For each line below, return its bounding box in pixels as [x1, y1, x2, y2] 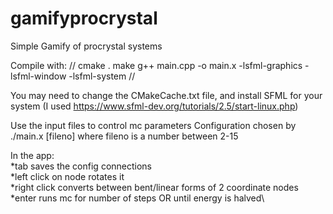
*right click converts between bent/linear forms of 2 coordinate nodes [10, 181, 299, 193]
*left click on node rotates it [10, 170, 125, 182]
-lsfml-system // [68, 70, 136, 82]
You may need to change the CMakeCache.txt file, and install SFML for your [10, 89, 323, 101]
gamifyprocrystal [10, 7, 158, 30]
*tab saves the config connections [10, 160, 153, 172]
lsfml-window [10, 70, 67, 82]
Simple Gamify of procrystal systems [10, 40, 163, 52]
